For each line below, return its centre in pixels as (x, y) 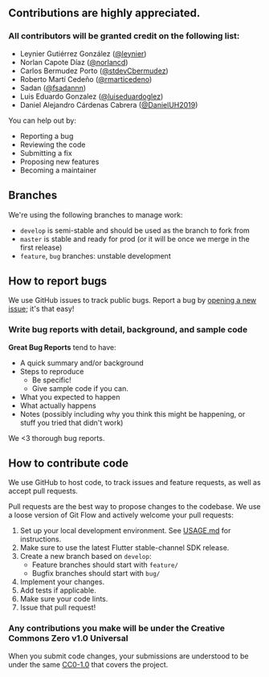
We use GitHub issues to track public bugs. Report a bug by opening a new (132, 300)
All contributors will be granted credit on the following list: (124, 36)
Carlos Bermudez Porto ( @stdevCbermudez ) (94, 71)
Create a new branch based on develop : (86, 557)
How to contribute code (69, 463)
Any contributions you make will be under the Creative (117, 628)
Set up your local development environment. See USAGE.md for (125, 531)
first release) (41, 247)
